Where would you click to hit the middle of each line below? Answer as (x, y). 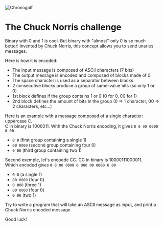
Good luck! (16, 219)
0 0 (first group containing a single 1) (49, 140)
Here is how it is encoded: (31, 61)
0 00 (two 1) (24, 195)
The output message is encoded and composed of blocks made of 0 (81, 75)
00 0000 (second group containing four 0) (54, 145)
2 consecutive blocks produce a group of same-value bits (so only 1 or (83, 85)
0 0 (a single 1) (27, 174)
